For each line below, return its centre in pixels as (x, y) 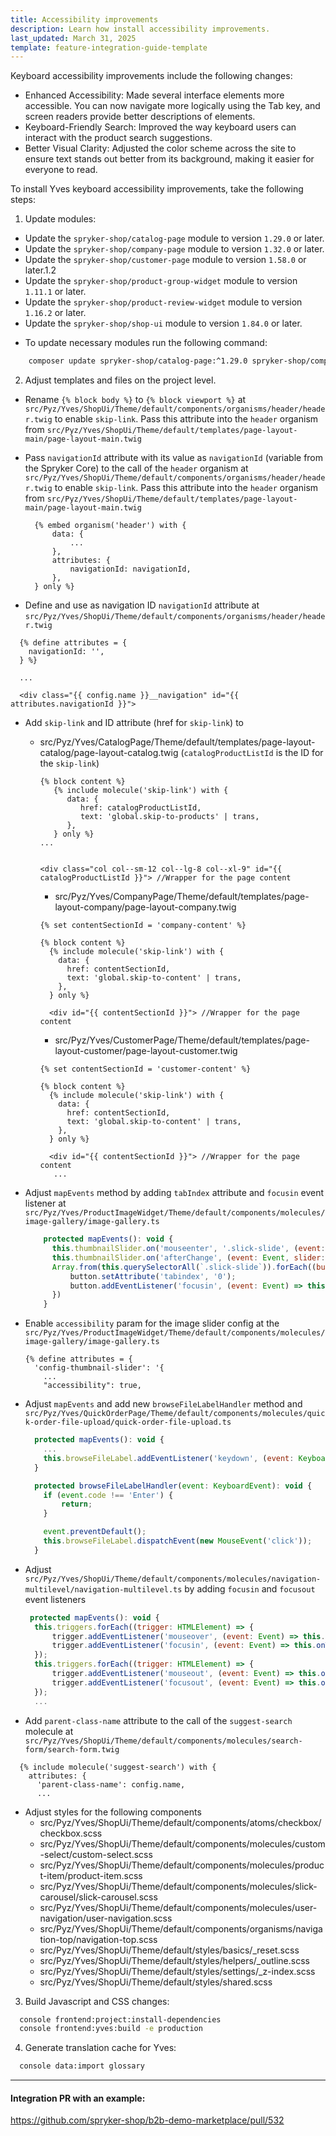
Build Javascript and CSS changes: (97, 2001)
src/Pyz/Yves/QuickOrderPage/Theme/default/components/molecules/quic (175, 1414)
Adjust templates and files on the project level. (120, 380)
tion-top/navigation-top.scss (98, 1939)
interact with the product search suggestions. (118, 138)
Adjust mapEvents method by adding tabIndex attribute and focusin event (174, 1193)
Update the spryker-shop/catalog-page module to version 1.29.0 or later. (174, 238)
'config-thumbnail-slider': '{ (99, 1368)
